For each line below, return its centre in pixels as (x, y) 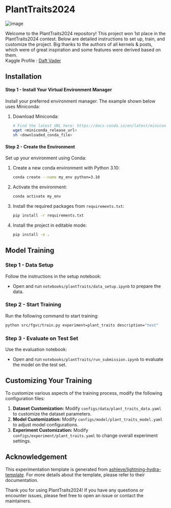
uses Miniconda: (22, 106)
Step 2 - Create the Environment (40, 147)
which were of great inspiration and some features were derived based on (83, 50)
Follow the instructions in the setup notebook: (53, 276)
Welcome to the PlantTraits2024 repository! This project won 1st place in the (86, 33)
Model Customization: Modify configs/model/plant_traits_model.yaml (88, 419)
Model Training (30, 250)
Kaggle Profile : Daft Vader (33, 60)
